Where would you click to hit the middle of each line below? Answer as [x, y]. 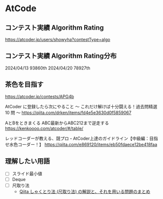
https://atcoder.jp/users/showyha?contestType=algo [58, 40]
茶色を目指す [24, 85]
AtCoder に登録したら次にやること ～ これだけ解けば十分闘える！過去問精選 [81, 106]
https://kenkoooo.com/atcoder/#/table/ [44, 128]
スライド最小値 [27, 174]
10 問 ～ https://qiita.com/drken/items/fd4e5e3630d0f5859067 [68, 113]
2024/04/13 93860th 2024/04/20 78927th [48, 68]
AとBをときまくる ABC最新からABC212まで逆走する [57, 123]
